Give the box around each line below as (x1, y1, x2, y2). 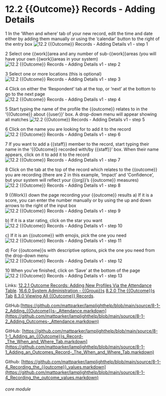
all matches (5, 116, 29, 122)
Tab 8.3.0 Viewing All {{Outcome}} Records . (5, 293, 95, 299)
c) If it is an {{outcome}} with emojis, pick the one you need (5, 232, 127, 238)
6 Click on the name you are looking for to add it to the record (5, 126, 131, 132)
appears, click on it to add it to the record (5, 152, 90, 158)
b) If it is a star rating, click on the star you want (5, 217, 103, 223)
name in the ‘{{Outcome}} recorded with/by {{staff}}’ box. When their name (5, 146, 159, 152)
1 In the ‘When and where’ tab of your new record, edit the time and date (5, 30, 153, 36)
